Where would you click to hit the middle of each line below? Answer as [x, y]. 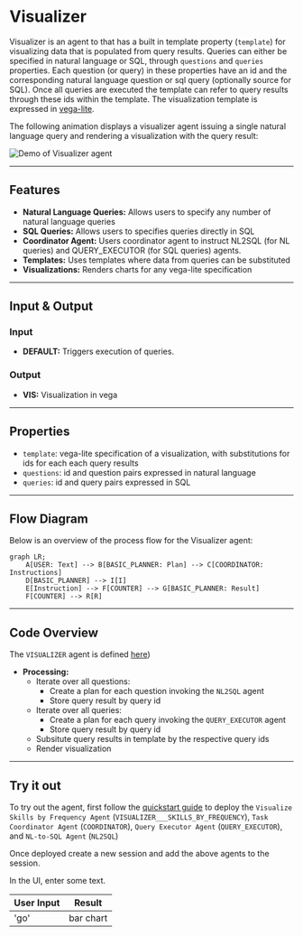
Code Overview [54, 632]
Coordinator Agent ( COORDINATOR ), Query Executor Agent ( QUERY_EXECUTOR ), [146, 826]
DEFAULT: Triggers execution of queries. [98, 352]
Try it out [35, 786]
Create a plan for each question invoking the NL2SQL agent [156, 691]
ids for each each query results [80, 463]
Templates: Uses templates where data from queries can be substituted [156, 260]
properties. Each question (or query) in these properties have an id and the [148, 70]
